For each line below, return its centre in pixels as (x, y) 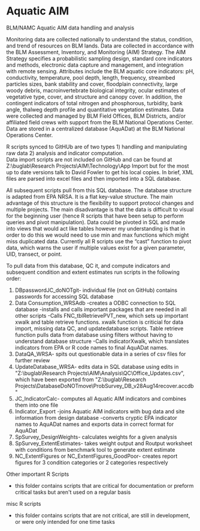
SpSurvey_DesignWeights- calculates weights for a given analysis (96, 437)
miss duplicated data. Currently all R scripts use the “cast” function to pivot (99, 241)
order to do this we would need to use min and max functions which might (98, 235)
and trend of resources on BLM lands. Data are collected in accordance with (100, 46)
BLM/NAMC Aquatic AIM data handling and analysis (70, 28)
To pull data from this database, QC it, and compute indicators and (88, 265)
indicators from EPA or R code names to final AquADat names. (92, 347)
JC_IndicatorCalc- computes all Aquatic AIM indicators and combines (101, 398)
